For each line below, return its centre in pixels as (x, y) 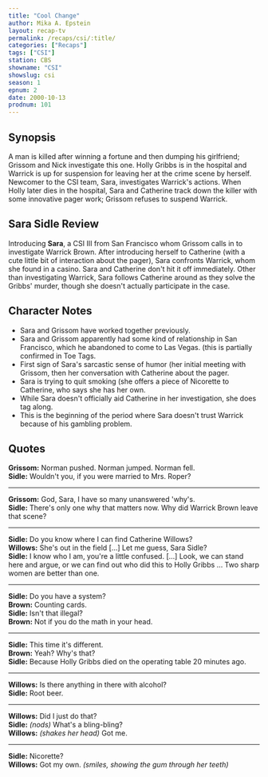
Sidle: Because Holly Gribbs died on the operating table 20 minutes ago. (127, 662)
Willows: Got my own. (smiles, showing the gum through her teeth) (118, 765)
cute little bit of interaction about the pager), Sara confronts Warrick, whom (132, 260)
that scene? (28, 516)
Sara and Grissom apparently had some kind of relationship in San (128, 339)
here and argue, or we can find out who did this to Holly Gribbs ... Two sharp (134, 565)
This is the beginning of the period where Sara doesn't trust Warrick (132, 415)
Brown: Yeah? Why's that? (52, 653)
